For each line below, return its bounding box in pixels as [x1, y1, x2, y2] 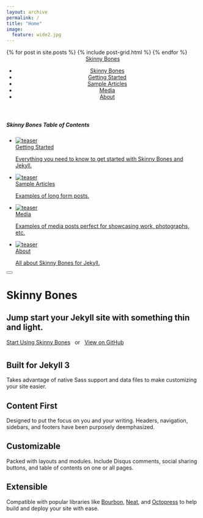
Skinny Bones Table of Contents [6, 121, 90, 129]
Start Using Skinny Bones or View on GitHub [6, 338, 124, 346]
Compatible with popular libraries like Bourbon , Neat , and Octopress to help [6, 498, 197, 505]
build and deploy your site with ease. [6, 504, 99, 512]
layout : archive [6, 9, 48, 15]
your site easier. [6, 383, 47, 390]
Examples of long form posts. [15, 191, 90, 199]
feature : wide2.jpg [12, 32, 62, 38]
